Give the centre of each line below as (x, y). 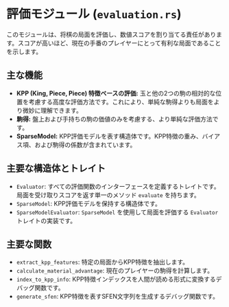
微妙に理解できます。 (52, 110)
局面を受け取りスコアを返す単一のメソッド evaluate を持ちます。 (108, 195)
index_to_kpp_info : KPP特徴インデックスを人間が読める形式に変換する (116, 280)
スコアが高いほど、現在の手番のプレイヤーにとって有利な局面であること (119, 43)
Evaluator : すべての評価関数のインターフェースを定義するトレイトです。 (118, 186)
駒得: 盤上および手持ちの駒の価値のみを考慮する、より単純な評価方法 (114, 119)
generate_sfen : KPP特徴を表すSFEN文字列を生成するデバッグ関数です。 (117, 297)
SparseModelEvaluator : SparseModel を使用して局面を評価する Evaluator (117, 212)
